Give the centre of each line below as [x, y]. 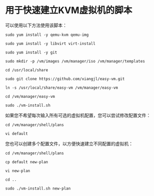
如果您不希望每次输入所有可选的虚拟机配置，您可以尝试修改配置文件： [78, 115]
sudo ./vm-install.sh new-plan [38, 188]
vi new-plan [18, 171]
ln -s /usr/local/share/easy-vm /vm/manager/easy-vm [62, 88]
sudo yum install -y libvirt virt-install [50, 43]
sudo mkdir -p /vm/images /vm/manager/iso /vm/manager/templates [75, 61]
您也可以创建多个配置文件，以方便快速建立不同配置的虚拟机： [69, 144]
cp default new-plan [27, 162]
